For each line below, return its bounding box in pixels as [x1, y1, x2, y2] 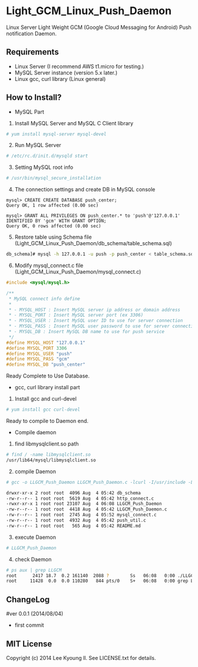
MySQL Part [14, 108, 44, 115]
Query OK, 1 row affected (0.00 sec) [6, 203, 99, 209]
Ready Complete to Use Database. [6, 372, 90, 379]
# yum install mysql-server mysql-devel [6, 131, 107, 137]
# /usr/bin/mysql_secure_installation [6, 175, 101, 181]
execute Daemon [14, 533, 57, 541]
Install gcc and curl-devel [14, 395, 77, 402]
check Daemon [14, 555, 52, 562]
